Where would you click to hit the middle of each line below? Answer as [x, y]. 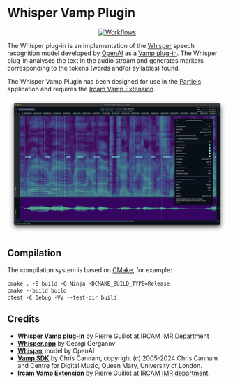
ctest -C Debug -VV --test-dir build [62, 297]
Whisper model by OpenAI [56, 350]
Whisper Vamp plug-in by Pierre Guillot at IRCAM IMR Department [113, 336]
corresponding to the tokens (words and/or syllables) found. [94, 68]
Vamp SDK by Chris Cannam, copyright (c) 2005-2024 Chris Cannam [118, 358]
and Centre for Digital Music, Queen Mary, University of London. [110, 365]
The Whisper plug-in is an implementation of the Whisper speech [101, 45]
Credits [24, 319]
